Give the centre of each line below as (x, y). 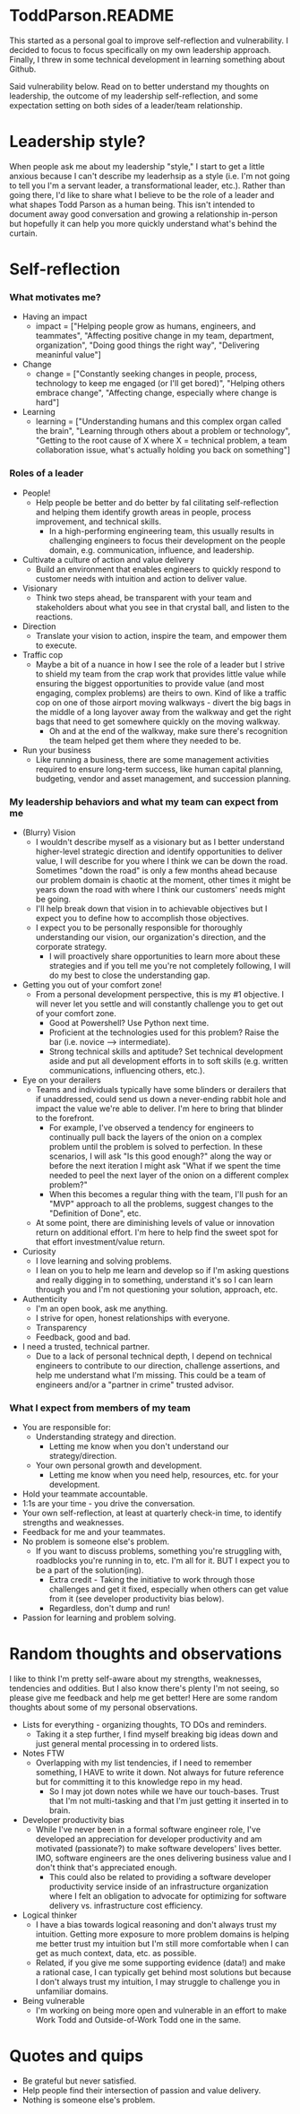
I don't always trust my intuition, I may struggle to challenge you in (158, 1982)
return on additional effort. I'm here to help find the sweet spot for (157, 1232)
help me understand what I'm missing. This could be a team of (150, 1375)
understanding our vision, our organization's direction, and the (151, 936)
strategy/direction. (83, 1456)
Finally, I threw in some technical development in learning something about (147, 59)
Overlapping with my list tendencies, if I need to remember (144, 1763)
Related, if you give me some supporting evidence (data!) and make (160, 1963)
